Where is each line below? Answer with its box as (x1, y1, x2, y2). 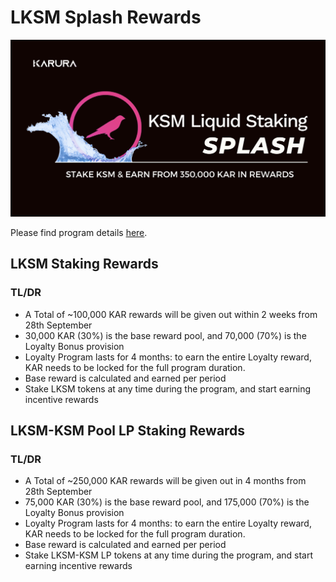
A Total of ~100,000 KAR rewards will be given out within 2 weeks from (24, 308, 318, 320)
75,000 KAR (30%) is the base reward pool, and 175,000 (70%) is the (24, 496, 310, 508)
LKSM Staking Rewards (10, 256, 159, 273)
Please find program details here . (10, 226, 148, 238)
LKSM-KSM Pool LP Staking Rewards (10, 422, 246, 440)
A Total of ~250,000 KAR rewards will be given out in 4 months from (24, 475, 307, 487)
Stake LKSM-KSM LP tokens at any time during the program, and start (24, 549, 314, 561)
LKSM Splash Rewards (10, 6, 202, 29)
